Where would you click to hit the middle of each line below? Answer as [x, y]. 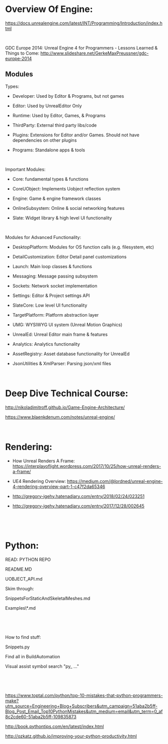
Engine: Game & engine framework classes [57, 198]
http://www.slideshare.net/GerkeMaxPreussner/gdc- [94, 53]
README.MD [19, 569]
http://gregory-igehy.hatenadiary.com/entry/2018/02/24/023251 [78, 496]
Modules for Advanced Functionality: [43, 237]
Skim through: [19, 588]
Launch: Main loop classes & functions [52, 266]
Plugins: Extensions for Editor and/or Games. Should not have [76, 135]
